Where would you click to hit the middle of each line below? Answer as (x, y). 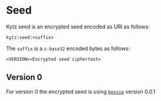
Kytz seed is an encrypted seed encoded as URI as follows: (78, 27)
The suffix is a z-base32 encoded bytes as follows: (68, 48)
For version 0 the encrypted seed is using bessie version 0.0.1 (81, 92)
